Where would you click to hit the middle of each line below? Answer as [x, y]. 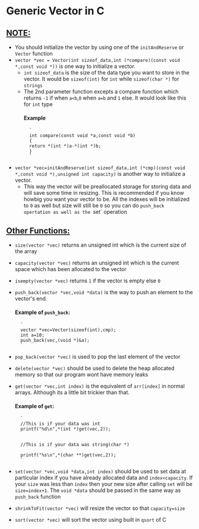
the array [26, 251]
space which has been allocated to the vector [70, 269]
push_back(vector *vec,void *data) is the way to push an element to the [104, 292]
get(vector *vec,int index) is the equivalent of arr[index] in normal [100, 386]
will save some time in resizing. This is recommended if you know [104, 193]
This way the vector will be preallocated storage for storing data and [107, 186]
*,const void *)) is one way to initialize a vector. [75, 66]
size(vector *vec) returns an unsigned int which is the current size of [100, 245]
